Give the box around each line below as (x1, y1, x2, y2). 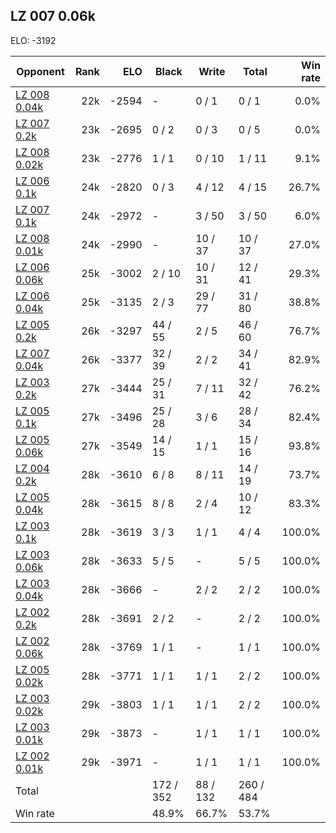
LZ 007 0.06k (10, 8, 96, 25)
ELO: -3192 (10, 34, 57, 46)
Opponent (16, 64, 65, 78)
